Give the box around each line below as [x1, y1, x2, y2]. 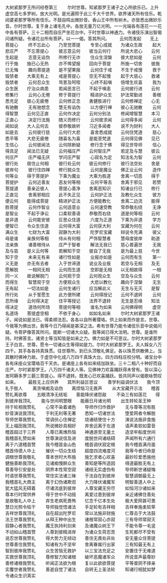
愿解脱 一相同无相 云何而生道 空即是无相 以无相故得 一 [5, 267, 157, 272]
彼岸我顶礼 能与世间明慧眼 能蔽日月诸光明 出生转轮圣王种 [9, 398, 152, 404]
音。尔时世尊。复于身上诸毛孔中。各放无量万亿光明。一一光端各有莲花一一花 [5, 23, 162, 29]
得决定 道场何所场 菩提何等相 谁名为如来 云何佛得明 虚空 [5, 304, 162, 310]
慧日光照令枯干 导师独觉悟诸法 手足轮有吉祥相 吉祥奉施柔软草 [5, 504, 156, 510]
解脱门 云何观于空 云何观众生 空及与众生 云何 [35, 273, 160, 279]
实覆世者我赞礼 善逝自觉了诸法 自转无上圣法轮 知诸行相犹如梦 [5, 567, 156, 572]
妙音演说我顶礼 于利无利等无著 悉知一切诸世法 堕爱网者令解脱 [5, 410, 156, 416]
